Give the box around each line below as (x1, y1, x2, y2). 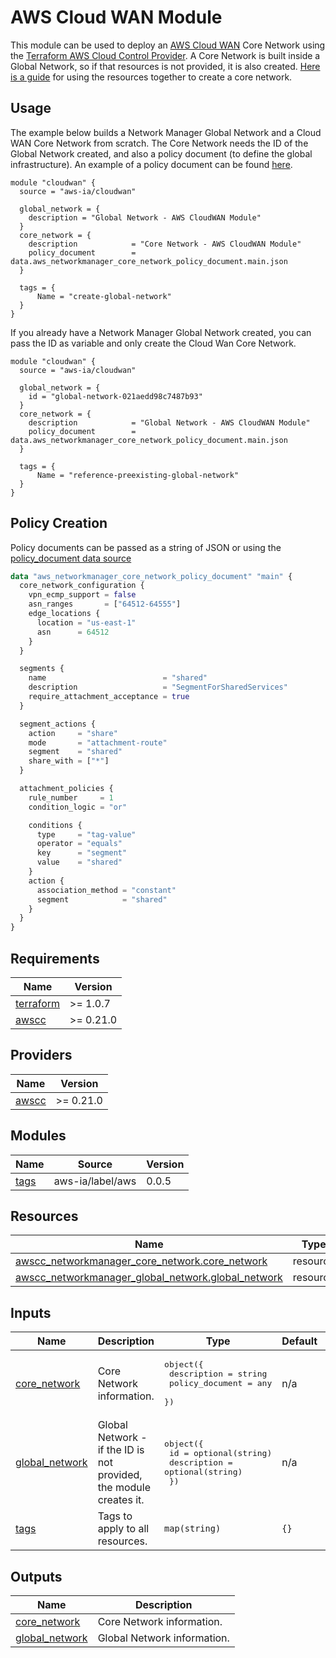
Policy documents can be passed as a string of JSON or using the (10, 541, 282, 553)
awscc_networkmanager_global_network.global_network (15, 1271, 283, 1285)
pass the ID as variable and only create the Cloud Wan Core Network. (10, 337, 297, 349)
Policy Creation (10, 515, 108, 532)
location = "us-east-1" (36, 617, 137, 628)
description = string (168, 1369, 268, 1380)
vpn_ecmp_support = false (28, 590, 137, 600)
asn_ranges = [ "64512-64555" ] (28, 599, 182, 610)
